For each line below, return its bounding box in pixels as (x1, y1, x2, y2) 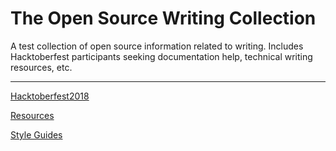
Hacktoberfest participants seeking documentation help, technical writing (10, 50, 313, 62)
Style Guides (10, 128, 63, 141)
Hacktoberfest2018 (10, 90, 90, 102)
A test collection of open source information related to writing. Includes (10, 40, 304, 52)
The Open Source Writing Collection (10, 7, 317, 30)
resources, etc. (10, 61, 73, 73)
